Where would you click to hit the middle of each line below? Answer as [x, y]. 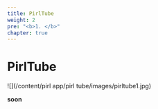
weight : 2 [21, 20]
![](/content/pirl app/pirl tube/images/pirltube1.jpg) [79, 86]
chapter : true [28, 33]
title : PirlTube [30, 13]
